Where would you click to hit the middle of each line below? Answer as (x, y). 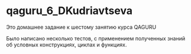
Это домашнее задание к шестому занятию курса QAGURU (81, 27)
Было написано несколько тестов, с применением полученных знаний (96, 38)
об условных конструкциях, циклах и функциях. (67, 45)
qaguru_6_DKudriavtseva (69, 11)
